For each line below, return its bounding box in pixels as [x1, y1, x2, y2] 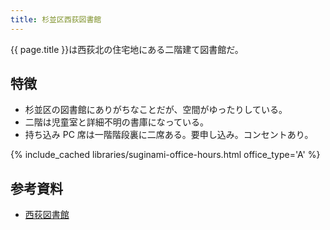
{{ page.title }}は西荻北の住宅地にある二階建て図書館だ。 [10, 43, 244, 55]
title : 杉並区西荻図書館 [10, 14, 102, 25]
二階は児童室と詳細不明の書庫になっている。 [24, 116, 210, 128]
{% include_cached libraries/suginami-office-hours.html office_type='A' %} [10, 149, 321, 161]
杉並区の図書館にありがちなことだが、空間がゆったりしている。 [24, 104, 288, 116]
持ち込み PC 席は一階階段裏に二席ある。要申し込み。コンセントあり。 [24, 129, 314, 141]
